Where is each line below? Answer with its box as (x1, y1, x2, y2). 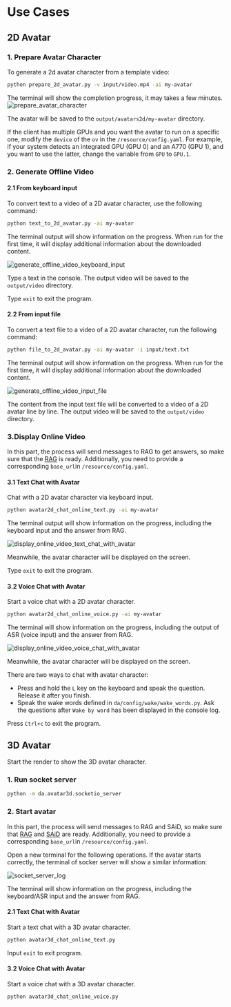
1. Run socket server (7, 775, 77, 784)
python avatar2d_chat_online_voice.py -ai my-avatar (7, 611, 162, 618)
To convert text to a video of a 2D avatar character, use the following (7, 199, 202, 207)
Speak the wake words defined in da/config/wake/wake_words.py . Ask (17, 699, 215, 707)
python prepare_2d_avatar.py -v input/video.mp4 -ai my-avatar (7, 81, 193, 88)
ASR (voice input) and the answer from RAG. (7, 631, 133, 639)
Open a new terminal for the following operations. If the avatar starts (7, 851, 201, 859)
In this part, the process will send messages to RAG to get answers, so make (7, 447, 225, 456)
